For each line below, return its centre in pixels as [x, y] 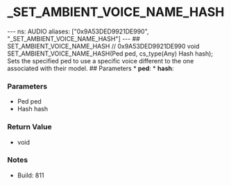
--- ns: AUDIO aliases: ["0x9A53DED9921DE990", [78, 31]
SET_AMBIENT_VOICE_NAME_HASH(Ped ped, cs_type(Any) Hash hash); [110, 54]
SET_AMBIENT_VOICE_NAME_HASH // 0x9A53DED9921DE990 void [103, 46]
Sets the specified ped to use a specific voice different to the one [101, 61]
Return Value [29, 127]
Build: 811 [31, 175]
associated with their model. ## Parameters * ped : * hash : [91, 68]
